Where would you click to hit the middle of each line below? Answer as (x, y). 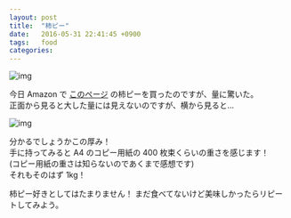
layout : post (33, 17)
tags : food (33, 42)
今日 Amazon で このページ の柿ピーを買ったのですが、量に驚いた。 (134, 94)
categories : (31, 51)
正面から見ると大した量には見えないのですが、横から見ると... (121, 105)
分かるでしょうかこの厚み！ (60, 141)
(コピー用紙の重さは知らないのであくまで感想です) (102, 164)
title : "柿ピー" (39, 26)
